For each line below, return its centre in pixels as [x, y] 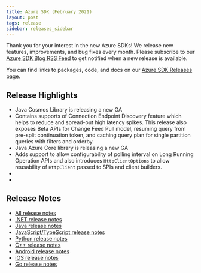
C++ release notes [38, 245]
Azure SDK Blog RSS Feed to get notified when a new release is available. [97, 58]
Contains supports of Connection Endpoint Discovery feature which [98, 116]
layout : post [22, 17]
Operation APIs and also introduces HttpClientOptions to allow [92, 161]
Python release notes [41, 238]
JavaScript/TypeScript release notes [60, 232]
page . [13, 76]
